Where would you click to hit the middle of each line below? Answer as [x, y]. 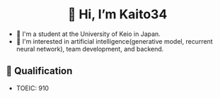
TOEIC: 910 [33, 88]
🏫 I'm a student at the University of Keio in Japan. [88, 34]
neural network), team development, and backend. [90, 49]
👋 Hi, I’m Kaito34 [117, 14]
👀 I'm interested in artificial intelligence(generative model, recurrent [114, 41]
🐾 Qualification [39, 71]
